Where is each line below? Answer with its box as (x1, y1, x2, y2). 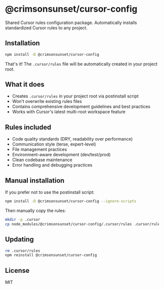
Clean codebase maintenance (12, 157, 72, 163)
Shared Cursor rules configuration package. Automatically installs (5, 20, 137, 25)
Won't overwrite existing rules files (12, 98, 82, 104)
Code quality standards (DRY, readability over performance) (12, 136, 133, 142)
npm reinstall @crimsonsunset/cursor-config (5, 253, 97, 258)
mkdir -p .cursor (5, 217, 41, 222)
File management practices (12, 146, 67, 152)
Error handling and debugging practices (12, 162, 93, 168)
